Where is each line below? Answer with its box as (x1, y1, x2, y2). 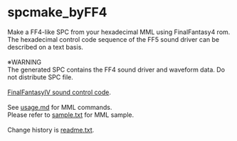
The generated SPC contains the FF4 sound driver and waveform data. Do (7, 65, 226, 74)
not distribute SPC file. (7, 72, 73, 81)
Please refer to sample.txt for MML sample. (7, 111, 134, 119)
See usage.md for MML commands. (7, 103, 112, 111)
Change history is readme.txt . (7, 125, 95, 134)
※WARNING (7, 57, 41, 66)
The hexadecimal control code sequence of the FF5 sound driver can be (7, 35, 219, 43)
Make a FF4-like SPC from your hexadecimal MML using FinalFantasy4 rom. (7, 28, 231, 36)
